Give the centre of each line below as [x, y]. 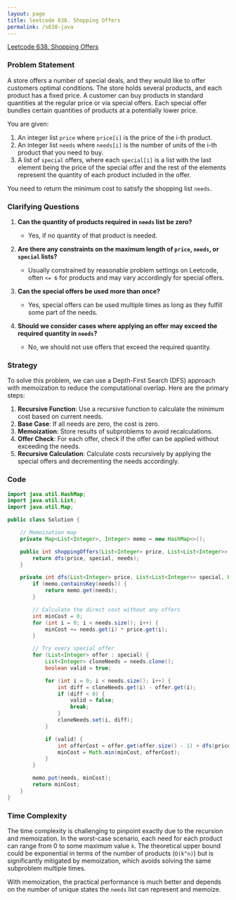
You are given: [28, 124]
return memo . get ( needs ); [81, 591]
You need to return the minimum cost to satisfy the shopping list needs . [110, 188]
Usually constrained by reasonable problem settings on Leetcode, [123, 270]
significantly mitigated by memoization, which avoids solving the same [109, 861]
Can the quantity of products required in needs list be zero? [105, 221]
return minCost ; [56, 785]
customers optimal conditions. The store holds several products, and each [115, 88]
